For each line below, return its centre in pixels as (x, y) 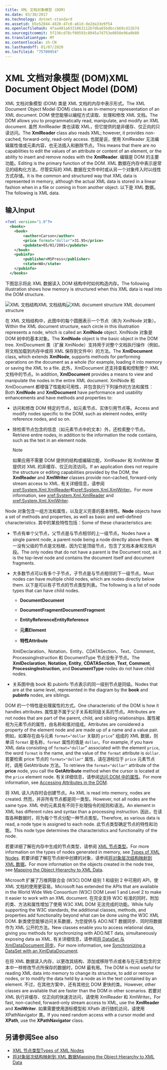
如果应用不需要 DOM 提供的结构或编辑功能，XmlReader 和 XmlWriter (83, 460)
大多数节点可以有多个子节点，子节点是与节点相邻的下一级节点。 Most (83, 573)
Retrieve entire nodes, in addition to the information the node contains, (85, 435)
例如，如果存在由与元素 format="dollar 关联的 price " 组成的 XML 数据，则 (82, 736)
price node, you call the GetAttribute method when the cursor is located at (82, 771)
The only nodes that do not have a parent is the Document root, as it (91, 552)
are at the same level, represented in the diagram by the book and (80, 690)
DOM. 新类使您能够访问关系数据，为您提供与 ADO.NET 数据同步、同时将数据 (84, 921)
